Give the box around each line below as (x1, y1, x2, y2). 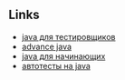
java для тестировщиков (21, 31, 116, 42)
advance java (21, 41, 72, 52)
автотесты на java (21, 60, 91, 71)
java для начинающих (21, 50, 106, 62)
